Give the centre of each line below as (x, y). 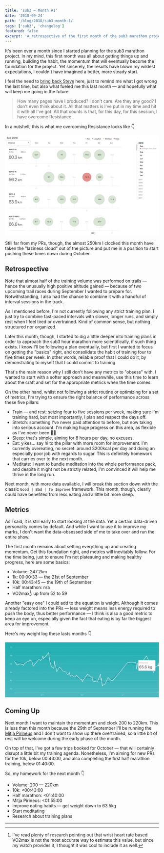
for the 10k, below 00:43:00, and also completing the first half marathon (77, 758)
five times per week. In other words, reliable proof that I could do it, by (76, 357)
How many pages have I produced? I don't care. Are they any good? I (87, 101)
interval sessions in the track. (35, 301)
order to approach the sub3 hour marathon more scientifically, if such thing (81, 342)
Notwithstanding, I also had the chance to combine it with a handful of (76, 296)
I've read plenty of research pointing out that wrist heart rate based (80, 835)
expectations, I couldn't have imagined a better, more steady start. (72, 72)
